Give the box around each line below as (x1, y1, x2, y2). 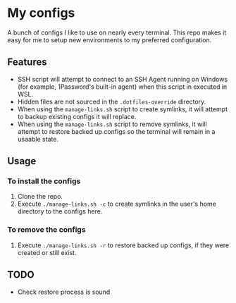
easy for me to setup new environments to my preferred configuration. (7, 35, 212, 44)
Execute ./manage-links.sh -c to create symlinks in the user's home (17, 199, 217, 209)
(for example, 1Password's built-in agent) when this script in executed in (17, 82, 228, 91)
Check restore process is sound (17, 287, 111, 296)
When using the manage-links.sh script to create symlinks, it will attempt (17, 104, 228, 113)
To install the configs (7, 176, 81, 186)
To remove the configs (7, 225, 86, 235)
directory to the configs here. (17, 207, 103, 216)
